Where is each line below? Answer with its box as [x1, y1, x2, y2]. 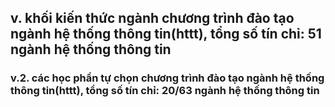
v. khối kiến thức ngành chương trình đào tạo [10, 10, 295, 27]
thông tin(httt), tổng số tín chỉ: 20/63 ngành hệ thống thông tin [10, 84, 320, 98]
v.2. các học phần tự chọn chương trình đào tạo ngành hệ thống [10, 71, 325, 85]
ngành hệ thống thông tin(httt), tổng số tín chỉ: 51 [10, 26, 322, 43]
